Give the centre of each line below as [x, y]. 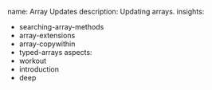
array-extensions [47, 35]
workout [33, 61]
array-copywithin [47, 44]
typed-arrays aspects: [55, 52]
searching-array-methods [61, 27]
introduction [39, 69]
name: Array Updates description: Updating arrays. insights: [106, 12]
